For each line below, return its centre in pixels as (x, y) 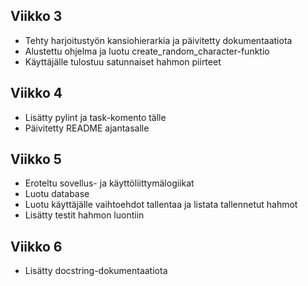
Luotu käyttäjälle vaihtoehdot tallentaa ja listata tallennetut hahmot (161, 205)
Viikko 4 (36, 93)
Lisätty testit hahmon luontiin (84, 215)
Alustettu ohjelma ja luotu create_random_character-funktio (147, 51)
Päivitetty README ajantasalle (87, 128)
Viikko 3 (36, 16)
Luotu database (57, 194)
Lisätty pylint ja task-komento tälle (95, 117)
